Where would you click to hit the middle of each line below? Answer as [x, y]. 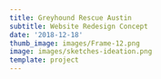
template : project [44, 60]
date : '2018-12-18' [46, 35]
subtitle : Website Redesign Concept [79, 26]
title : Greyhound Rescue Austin [70, 18]
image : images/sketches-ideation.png [81, 52]
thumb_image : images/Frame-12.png [75, 43]
